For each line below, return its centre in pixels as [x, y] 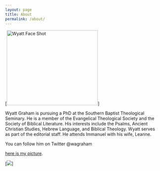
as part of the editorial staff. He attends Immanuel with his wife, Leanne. [78, 134]
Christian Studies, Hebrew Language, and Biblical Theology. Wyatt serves [80, 129]
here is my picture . [24, 154]
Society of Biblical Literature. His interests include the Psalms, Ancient [77, 124]
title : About [19, 14]
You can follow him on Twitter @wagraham [49, 144]
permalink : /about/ [25, 19]
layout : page [19, 10]
